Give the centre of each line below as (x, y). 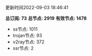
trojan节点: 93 (27, 35)
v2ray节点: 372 (29, 42)
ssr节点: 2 (23, 48)
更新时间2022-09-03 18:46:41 (37, 7)
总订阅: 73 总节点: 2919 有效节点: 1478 (46, 18)
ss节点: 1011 (25, 29)
